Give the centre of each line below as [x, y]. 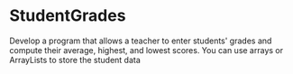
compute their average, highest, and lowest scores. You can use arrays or [146, 50]
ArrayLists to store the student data [75, 60]
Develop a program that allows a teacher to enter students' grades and [141, 41]
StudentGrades [68, 16]
